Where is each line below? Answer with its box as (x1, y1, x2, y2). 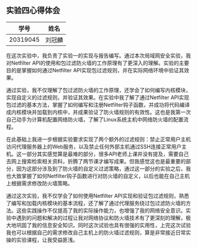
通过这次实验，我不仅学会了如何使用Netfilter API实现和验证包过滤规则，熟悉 (6, 192, 189, 199)
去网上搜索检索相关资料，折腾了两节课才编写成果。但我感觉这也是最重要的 (6, 157, 186, 164)
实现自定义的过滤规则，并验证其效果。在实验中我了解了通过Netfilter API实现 (6, 93, 189, 101)
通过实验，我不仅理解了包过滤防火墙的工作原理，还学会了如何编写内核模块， (6, 86, 191, 93)
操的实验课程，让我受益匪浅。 (6, 236, 78, 243)
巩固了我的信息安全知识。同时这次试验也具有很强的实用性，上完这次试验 (16, 221, 191, 228)
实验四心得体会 (6, 5, 60, 16)
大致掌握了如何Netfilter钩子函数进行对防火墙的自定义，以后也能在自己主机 (11, 172, 190, 179)
